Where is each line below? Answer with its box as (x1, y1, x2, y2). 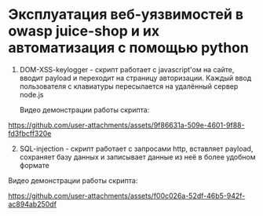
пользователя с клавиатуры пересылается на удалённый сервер (19, 81, 239, 91)
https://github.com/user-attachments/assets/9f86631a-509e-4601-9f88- (8, 120, 245, 130)
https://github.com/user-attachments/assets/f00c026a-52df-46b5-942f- (8, 191, 246, 200)
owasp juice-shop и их (8, 22, 159, 40)
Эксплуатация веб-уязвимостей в (8, 5, 244, 24)
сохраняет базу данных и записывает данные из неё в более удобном (19, 152, 256, 162)
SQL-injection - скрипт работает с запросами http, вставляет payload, (19, 144, 254, 153)
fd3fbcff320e (8, 128, 52, 138)
